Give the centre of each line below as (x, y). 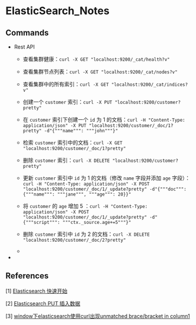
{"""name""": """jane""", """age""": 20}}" (77, 194)
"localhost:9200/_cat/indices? (150, 84)
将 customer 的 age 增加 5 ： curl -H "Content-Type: (85, 206)
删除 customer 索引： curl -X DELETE (66, 160)
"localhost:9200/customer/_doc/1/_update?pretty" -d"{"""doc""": (104, 189)
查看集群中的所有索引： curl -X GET (66, 84)
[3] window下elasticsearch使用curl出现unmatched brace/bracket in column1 (98, 316)
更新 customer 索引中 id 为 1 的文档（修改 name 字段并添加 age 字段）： (107, 178)
